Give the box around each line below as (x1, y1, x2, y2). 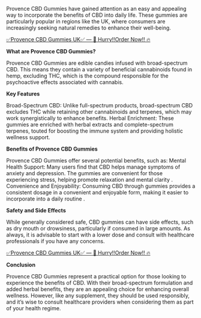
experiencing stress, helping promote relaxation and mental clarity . (6, 176, 173, 183)
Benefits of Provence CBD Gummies (6, 145, 98, 152)
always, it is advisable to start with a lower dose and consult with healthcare (6, 231, 194, 238)
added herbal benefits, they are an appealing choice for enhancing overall (6, 286, 189, 293)
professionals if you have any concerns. (6, 238, 105, 245)
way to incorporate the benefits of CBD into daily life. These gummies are (6, 11, 188, 19)
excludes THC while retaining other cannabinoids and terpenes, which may (6, 108, 192, 115)
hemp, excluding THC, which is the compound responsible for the (6, 72, 169, 79)
